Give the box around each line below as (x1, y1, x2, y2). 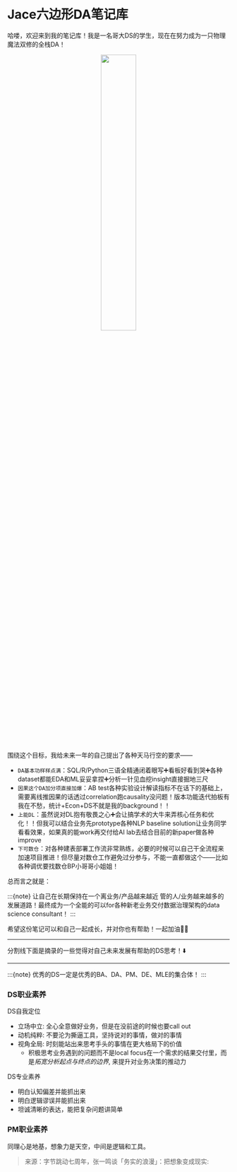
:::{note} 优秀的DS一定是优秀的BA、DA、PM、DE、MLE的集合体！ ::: (7, 970, 207, 978)
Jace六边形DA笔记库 (7, 6, 128, 23)
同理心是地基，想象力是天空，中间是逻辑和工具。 (7, 1142, 150, 1150)
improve (17, 835, 42, 844)
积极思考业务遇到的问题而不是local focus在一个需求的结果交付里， (28, 1048, 221, 1057)
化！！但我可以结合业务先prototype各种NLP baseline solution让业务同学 (17, 818, 227, 828)
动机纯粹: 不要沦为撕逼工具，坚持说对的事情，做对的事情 (17, 1031, 182, 1040)
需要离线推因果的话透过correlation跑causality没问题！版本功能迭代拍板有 (17, 792, 230, 801)
